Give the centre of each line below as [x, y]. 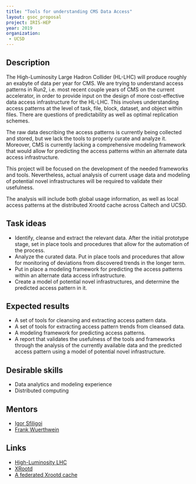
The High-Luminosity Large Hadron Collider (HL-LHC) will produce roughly [96, 77]
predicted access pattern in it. [51, 288]
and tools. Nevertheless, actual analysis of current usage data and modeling [98, 175]
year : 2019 [19, 28]
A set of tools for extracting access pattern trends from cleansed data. [100, 327]
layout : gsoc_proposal [34, 17]
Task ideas [26, 223]
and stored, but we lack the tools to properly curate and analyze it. [86, 138]
